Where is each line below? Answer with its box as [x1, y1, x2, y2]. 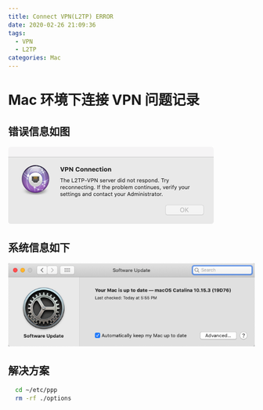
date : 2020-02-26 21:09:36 [8, 20, 96, 29]
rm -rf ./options [15, 394, 72, 402]
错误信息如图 [8, 125, 70, 138]
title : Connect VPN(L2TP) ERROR [8, 13, 113, 20]
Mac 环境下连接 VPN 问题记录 [8, 91, 200, 109]
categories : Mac [8, 54, 61, 62]
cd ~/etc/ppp [15, 386, 58, 394]
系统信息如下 [8, 241, 70, 255]
